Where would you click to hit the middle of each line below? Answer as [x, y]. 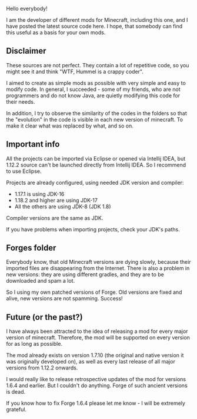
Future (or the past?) [45, 317]
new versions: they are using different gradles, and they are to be [85, 274]
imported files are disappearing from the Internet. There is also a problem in [98, 269]
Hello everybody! [27, 9]
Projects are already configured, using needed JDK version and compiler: [95, 182]
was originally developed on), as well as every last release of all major [91, 362]
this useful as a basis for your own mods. [56, 32]
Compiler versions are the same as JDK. [55, 218]
